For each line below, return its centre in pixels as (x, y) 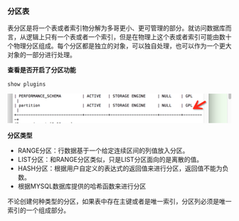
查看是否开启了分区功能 (42, 70)
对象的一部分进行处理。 (42, 55)
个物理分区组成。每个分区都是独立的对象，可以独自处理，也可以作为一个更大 (119, 46)
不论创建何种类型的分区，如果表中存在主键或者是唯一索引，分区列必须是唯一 (119, 202)
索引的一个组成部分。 (38, 210)
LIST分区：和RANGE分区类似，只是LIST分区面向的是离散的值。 (110, 160)
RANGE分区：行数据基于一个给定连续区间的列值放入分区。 (103, 150)
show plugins (27, 84)
